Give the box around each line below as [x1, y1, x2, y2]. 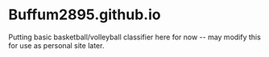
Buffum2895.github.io [8, 6, 161, 24]
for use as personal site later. [8, 40, 105, 50]
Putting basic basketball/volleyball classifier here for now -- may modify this [8, 32, 262, 42]
